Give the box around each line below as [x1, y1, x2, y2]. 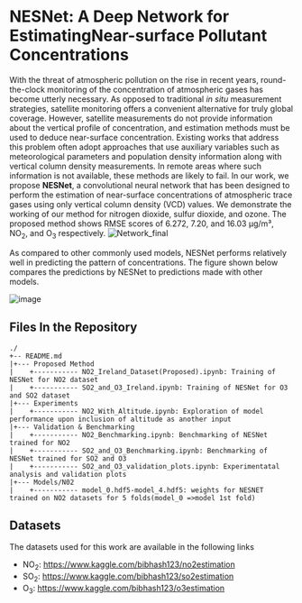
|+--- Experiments [9, 398, 78, 407]
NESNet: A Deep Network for [9, 6, 230, 27]
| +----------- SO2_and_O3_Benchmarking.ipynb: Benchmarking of [9, 446, 269, 455]
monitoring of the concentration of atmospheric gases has [46, 84, 264, 95]
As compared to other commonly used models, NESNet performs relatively [9, 247, 287, 258]
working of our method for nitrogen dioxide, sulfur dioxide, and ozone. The [9, 208, 287, 219]
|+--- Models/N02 [9, 478, 75, 487]
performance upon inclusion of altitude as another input [9, 415, 232, 424]
